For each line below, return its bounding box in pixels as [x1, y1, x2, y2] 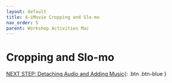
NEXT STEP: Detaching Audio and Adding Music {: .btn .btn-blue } [6, 71, 167, 78]
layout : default [6, 8, 46, 15]
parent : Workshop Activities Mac [6, 25, 89, 31]
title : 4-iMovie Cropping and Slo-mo [6, 14, 100, 20]
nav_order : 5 [6, 20, 39, 25]
